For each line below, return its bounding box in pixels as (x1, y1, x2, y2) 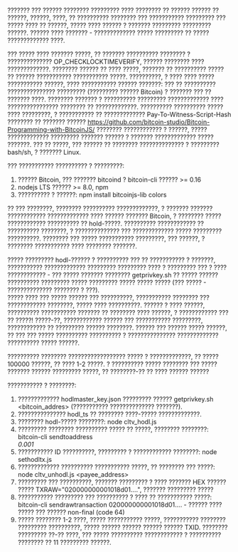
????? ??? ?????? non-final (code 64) (17, 508, 126, 517)
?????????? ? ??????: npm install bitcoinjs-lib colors (17, 191, 167, 199)
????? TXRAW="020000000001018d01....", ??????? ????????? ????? (17, 485, 215, 494)
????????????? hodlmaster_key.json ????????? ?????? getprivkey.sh (17, 395, 214, 403)
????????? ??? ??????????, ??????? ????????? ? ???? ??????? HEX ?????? (17, 478, 227, 486)
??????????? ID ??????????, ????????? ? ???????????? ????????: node (17, 448, 217, 456)
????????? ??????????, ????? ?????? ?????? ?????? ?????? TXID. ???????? (17, 523, 229, 531)
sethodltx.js (17, 456, 52, 463)
